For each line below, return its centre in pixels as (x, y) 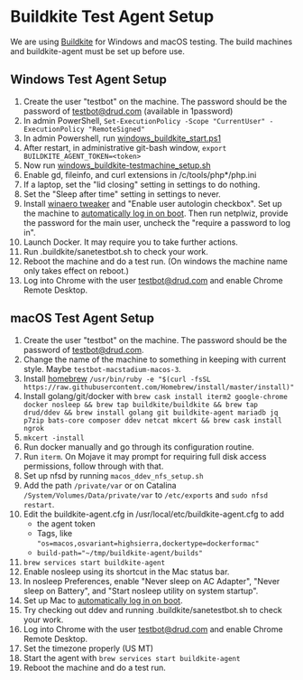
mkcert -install (54, 438)
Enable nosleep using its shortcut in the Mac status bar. (126, 572)
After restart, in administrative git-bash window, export (125, 147)
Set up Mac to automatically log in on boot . (103, 600)
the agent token (66, 523)
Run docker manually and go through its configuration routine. (139, 447)
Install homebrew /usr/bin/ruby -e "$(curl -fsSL (117, 378)
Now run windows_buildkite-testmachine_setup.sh (117, 165)
